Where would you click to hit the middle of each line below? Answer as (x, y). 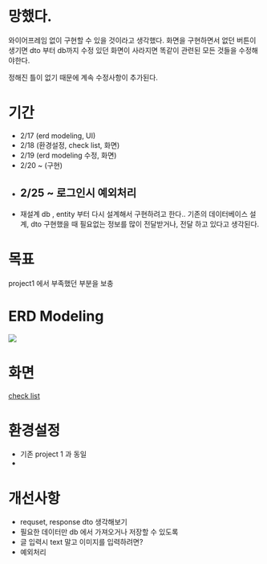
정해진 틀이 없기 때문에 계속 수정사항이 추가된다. (83, 77)
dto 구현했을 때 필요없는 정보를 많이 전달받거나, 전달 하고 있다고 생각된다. (145, 224)
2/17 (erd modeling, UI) (58, 135)
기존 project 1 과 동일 (53, 454)
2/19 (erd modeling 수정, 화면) (68, 155)
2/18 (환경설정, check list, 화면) (70, 145)
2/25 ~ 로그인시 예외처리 (78, 193)
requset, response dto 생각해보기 (74, 522)
